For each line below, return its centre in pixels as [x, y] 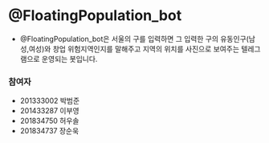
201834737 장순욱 [49, 131]
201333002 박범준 [50, 101]
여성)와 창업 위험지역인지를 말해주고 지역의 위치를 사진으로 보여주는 [134, 49]
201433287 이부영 [49, 111]
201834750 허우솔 [49, 121]
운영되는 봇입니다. [69, 59]
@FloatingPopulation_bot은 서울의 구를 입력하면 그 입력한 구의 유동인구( [134, 39]
